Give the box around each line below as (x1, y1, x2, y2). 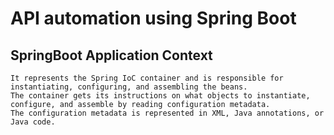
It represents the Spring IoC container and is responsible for (10, 73, 284, 83)
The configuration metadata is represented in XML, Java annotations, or (10, 108, 325, 118)
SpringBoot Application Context (10, 47, 213, 64)
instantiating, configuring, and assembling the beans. (10, 82, 248, 92)
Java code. (10, 117, 56, 127)
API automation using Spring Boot (10, 7, 297, 30)
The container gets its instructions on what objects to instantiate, (10, 91, 311, 101)
